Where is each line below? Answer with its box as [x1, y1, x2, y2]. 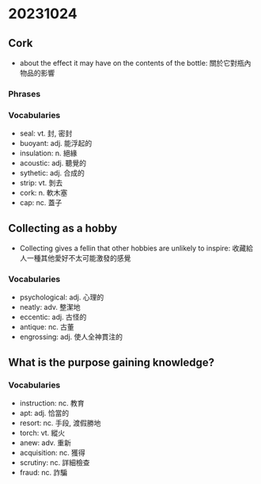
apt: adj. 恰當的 [19, 409, 70, 418]
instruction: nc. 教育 [19, 398, 85, 408]
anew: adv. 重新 [19, 438, 71, 448]
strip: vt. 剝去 [19, 178, 63, 188]
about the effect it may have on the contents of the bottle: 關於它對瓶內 [19, 59, 252, 67]
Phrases [8, 88, 41, 99]
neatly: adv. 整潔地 [19, 303, 81, 312]
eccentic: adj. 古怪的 [19, 312, 87, 322]
